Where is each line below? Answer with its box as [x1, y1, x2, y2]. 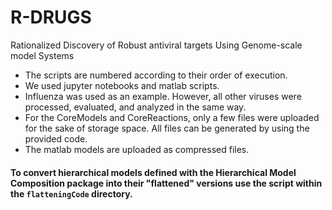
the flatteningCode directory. [10, 187, 133, 200]
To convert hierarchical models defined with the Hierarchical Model [10, 166, 297, 178]
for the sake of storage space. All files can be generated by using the [24, 122, 310, 134]
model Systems [10, 49, 75, 61]
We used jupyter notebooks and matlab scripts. [24, 79, 220, 91]
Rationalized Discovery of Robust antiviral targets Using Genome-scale [10, 39, 303, 51]
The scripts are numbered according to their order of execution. [24, 69, 288, 81]
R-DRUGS [10, 6, 92, 29]
